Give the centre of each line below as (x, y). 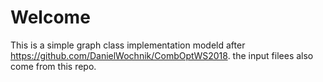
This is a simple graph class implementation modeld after (128, 45)
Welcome (50, 17)
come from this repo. (53, 66)
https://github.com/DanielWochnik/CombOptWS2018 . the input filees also (162, 55)
